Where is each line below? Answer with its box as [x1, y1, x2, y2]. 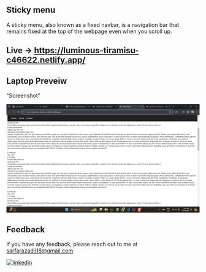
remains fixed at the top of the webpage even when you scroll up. [6, 28, 172, 35]
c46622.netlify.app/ [6, 55, 86, 65]
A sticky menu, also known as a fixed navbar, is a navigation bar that [6, 21, 180, 28]
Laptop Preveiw [6, 76, 67, 86]
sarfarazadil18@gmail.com [6, 247, 74, 254]
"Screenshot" [6, 92, 41, 100]
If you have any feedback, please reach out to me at [6, 241, 138, 248]
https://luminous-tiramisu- [34, 45, 139, 56]
